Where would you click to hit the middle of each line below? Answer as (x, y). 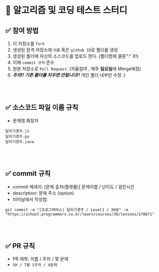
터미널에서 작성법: (30, 199)
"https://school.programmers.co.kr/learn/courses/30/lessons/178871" (80, 214)
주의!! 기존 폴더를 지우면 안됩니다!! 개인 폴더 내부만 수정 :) (69, 75)
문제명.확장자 (25, 120)
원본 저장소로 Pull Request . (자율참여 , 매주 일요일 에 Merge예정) (77, 69)
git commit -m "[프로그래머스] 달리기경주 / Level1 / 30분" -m (67, 210)
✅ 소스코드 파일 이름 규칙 (42, 108)
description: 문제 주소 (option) (43, 193)
